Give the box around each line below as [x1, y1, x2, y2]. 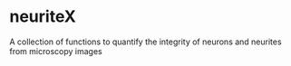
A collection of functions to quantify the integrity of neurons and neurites [9, 36, 283, 47]
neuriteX [9, 6, 77, 27]
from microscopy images [9, 45, 102, 56]
